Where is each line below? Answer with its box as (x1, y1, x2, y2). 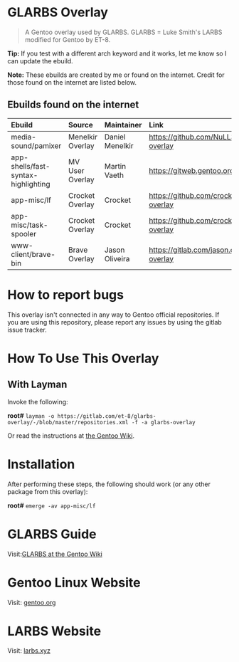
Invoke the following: (7, 397, 69, 406)
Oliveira (104, 253, 130, 263)
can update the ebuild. (7, 56, 73, 65)
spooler (11, 228, 37, 238)
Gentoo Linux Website (7, 574, 141, 591)
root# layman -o (7, 411, 55, 420)
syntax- (11, 170, 38, 180)
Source (68, 120, 94, 130)
